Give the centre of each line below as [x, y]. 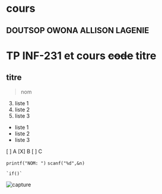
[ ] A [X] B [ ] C [24, 151]
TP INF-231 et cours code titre [81, 56]
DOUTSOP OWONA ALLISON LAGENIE [78, 30]
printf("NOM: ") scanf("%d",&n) [45, 163]
